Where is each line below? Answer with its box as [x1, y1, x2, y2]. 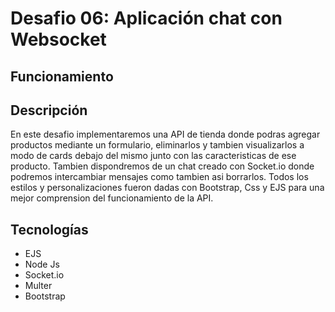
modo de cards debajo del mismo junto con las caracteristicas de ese [10, 150, 297, 162]
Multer [24, 280, 53, 292]
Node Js [24, 258, 60, 271]
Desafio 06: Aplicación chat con [10, 7, 283, 30]
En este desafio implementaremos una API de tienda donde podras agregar [10, 128, 321, 141]
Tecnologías [10, 221, 89, 238]
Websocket [10, 28, 107, 51]
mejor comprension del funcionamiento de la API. [10, 192, 214, 204]
